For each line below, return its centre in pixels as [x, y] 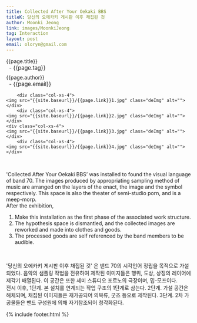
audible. [24, 242]
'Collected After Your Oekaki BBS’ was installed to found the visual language [98, 174]
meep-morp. [21, 199]
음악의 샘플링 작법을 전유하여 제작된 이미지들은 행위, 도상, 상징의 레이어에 [107, 273]
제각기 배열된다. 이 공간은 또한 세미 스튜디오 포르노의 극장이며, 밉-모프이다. [92, 280]
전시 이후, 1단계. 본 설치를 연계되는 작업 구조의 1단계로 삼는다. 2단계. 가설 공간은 [97, 288]
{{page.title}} [22, 61]
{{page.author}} [25, 77]
